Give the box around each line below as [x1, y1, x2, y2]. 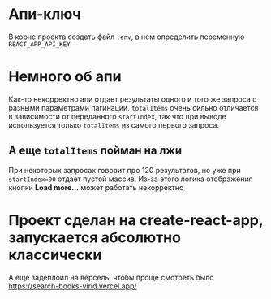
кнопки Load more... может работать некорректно [8, 182, 184, 192]
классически [8, 245, 102, 264]
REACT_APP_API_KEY [8, 40, 71, 49]
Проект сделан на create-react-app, [8, 210, 264, 229]
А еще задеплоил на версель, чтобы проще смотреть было [8, 272, 214, 282]
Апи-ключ [8, 5, 81, 24]
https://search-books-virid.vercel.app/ [8, 281, 137, 291]
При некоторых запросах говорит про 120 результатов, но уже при [8, 165, 241, 175]
